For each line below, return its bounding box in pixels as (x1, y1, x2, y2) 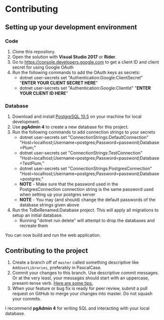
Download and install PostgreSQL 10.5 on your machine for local (12, 114, 142, 119)
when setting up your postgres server (19, 192, 95, 198)
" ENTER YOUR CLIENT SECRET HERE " (19, 80, 98, 86)
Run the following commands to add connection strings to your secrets (12, 129, 156, 135)
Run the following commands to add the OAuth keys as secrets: (12, 69, 141, 75)
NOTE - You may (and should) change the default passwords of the (19, 197, 156, 203)
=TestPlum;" (19, 160, 45, 166)
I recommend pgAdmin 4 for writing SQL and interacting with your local (5, 305, 150, 311)
